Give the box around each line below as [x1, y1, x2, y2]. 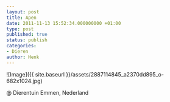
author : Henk [6, 54, 40, 60]
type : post [6, 25, 34, 32]
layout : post [6, 8, 40, 15]
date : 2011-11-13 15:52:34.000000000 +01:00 [6, 20, 121, 26]
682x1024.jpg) [6, 77, 43, 84]
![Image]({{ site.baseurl [6, 70, 65, 78]
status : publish [6, 37, 48, 43]
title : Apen [6, 15, 37, 21]
